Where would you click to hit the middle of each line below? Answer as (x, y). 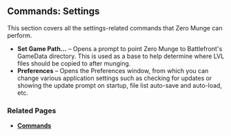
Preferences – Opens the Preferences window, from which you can (113, 70)
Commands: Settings (53, 11)
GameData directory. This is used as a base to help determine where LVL (121, 56)
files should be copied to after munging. (74, 63)
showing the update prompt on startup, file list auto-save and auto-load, (120, 85)
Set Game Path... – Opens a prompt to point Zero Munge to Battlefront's (120, 48)
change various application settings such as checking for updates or (114, 78)
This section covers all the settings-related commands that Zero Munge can (115, 28)
